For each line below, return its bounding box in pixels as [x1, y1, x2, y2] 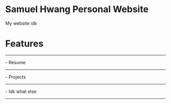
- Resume [5, 59, 26, 65]
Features [5, 38, 44, 49]
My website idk [5, 20, 37, 26]
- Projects [5, 74, 26, 80]
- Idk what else [5, 88, 37, 94]
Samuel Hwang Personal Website [5, 4, 149, 15]
